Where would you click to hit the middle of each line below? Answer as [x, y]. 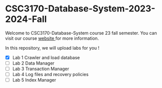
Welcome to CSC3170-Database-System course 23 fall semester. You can [81, 33]
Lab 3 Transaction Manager [41, 69]
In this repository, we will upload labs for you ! [52, 48]
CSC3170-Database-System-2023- [80, 9]
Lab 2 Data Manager [33, 63]
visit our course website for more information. [52, 38]
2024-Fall [26, 19]
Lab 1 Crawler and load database [46, 57]
